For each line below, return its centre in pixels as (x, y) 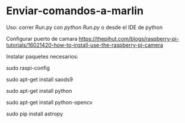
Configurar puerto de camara (42, 38)
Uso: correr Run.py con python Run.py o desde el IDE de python (84, 27)
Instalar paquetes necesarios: (42, 56)
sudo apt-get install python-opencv (50, 102)
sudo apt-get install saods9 (39, 79)
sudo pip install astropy (35, 114)
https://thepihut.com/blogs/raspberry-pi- (129, 38)
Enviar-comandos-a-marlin (75, 11)
